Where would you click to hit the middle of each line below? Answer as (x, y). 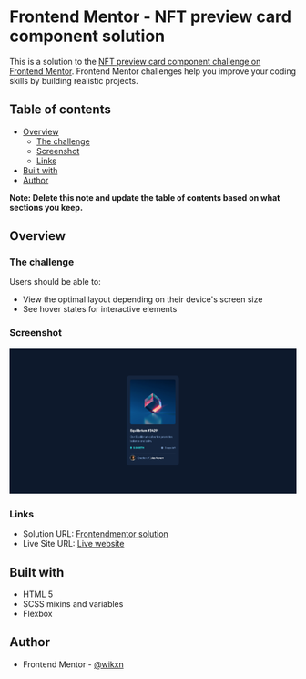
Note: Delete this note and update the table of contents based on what (145, 197)
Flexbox (37, 614)
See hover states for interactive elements (100, 309)
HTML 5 (38, 594)
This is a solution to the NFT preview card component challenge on (135, 61)
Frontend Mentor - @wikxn (73, 664)
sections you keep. (46, 207)
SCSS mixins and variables (73, 604)
